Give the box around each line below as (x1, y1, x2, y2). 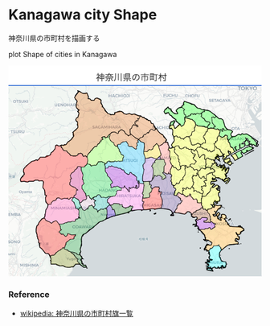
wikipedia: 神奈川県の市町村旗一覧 (19, 308, 134, 318)
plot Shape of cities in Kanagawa (8, 49, 117, 59)
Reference (8, 289, 50, 300)
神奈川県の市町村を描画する (8, 33, 100, 43)
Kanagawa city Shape (8, 6, 157, 24)
